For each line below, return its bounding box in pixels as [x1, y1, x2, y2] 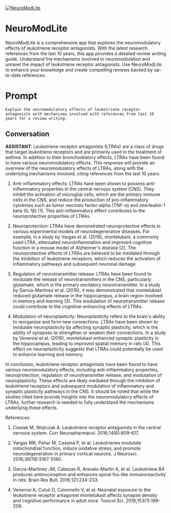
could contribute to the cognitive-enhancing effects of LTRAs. [12, 303, 143, 309]
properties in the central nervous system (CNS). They [41, 185, 155, 192]
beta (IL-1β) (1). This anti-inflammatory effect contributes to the [12, 207, 145, 214]
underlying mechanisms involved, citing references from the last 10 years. [5, 170, 161, 176]
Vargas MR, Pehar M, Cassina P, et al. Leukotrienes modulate [12, 439, 141, 446]
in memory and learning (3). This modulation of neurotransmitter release [12, 298, 165, 304]
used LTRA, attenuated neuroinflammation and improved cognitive [12, 239, 152, 245]
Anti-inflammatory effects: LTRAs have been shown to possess [12, 180, 145, 186]
